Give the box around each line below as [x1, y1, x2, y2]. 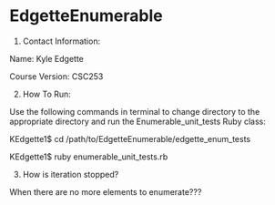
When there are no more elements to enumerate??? [9, 186, 202, 197]
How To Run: [22, 88, 71, 99]
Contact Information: [22, 36, 101, 46]
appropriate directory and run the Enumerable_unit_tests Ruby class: [9, 116, 267, 127]
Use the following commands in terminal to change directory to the [9, 106, 260, 117]
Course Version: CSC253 [9, 70, 104, 82]
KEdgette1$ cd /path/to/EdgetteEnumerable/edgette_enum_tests [9, 133, 251, 144]
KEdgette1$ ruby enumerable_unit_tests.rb [9, 151, 168, 162]
